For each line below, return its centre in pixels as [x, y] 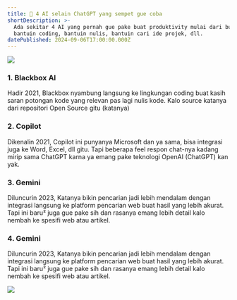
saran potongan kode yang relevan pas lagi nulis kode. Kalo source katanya [117, 101]
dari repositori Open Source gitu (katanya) [68, 108]
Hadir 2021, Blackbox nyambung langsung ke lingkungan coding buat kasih [116, 93]
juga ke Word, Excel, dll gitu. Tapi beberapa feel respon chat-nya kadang [113, 149]
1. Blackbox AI [32, 78]
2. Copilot [24, 126]
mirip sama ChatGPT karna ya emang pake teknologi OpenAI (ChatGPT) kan [118, 156]
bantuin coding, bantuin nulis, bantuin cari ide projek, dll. [108, 33]
